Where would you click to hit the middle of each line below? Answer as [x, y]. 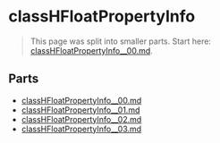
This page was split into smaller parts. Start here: [121, 41]
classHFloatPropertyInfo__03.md [81, 129]
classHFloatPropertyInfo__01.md [80, 110]
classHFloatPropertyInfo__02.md [81, 119]
